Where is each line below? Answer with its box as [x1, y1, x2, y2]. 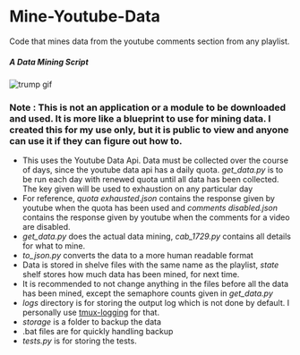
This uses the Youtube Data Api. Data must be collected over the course [21, 155, 289, 166]
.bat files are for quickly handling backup [21, 326, 174, 337]
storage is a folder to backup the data [21, 317, 161, 327]
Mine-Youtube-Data [9, 6, 161, 27]
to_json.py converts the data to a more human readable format [21, 250, 253, 261]
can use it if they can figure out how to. [9, 134, 183, 147]
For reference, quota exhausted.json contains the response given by [21, 193, 276, 204]
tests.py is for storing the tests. [21, 335, 137, 346]
